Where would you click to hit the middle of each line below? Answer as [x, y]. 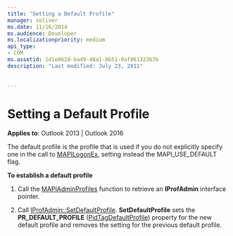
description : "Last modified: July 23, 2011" [75, 66]
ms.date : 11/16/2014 [38, 27]
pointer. [29, 197]
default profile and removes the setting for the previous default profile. [120, 225]
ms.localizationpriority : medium [56, 40]
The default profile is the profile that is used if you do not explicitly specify [115, 147]
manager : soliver [33, 20]
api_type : [22, 46]
